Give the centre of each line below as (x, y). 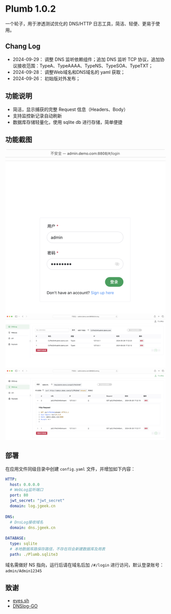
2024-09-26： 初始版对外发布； (46, 78)
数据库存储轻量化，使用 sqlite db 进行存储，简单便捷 (68, 122)
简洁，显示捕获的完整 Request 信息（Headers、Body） (70, 109)
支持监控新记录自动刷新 (37, 116)
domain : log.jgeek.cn (33, 506)
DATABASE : (16, 539)
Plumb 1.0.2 (31, 9)
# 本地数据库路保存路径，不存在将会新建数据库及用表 (58, 549)
